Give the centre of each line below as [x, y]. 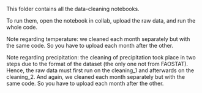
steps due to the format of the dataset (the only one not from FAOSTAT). [97, 64]
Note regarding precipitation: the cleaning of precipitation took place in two [101, 57]
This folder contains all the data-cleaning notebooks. [73, 9]
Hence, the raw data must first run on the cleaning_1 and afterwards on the [100, 70]
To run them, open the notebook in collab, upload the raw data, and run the [101, 20]
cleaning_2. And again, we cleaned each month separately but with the [96, 77]
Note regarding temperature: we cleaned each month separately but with [98, 39]
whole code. [22, 27]
